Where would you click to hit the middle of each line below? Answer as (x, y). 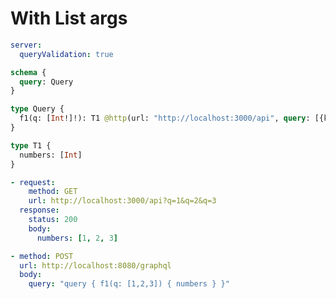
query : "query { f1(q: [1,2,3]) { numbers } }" (129, 284)
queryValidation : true (66, 54)
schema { (28, 72)
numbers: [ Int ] (51, 155)
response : (39, 210)
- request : (33, 182)
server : (26, 45)
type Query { (37, 109)
